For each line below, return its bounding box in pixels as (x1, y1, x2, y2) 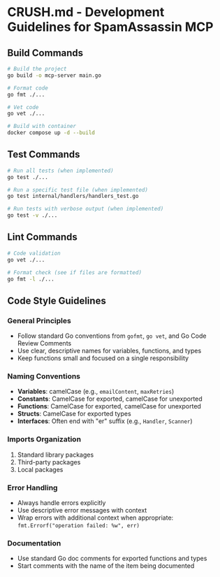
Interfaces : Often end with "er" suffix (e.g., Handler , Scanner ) (17, 417, 193, 425)
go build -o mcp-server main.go (7, 71, 101, 79)
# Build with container (7, 123, 77, 130)
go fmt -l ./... (7, 276, 54, 283)
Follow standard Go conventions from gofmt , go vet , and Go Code (17, 332, 207, 340)
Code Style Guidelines (7, 294, 106, 306)
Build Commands (7, 47, 84, 59)
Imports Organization (7, 434, 82, 444)
